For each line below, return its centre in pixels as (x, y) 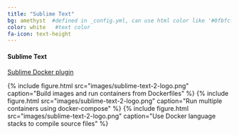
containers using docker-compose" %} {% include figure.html (98, 109)
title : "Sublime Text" (41, 14)
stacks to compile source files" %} (58, 124)
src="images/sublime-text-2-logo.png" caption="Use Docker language (112, 116)
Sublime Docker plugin (41, 72)
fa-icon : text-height (39, 34)
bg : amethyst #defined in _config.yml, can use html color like (106, 21)
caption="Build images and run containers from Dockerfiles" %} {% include (118, 94)
